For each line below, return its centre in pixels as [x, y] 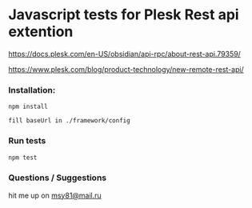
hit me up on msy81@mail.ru [55, 195]
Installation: [32, 90]
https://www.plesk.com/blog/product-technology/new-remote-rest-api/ [126, 69]
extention [41, 32]
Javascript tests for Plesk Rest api [124, 15]
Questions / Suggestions [57, 178]
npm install [28, 107]
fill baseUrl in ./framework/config [69, 121]
